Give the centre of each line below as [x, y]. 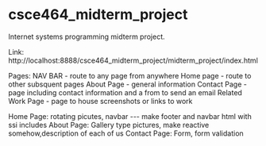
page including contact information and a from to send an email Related [125, 92]
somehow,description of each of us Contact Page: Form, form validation [126, 133]
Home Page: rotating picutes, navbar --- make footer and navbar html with [130, 116]
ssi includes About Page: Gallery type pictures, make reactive [109, 125]
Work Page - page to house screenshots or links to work [100, 101]
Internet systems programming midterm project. [87, 36]
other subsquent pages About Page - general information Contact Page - [128, 84]
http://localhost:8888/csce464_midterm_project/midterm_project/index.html [133, 60]
